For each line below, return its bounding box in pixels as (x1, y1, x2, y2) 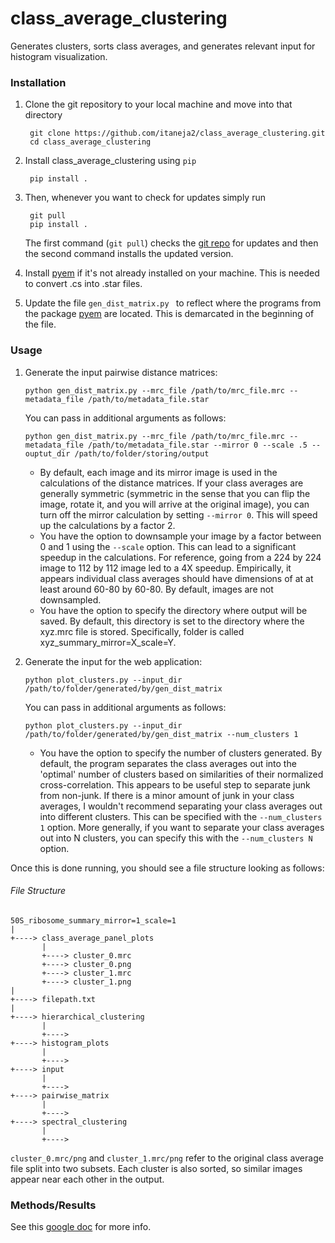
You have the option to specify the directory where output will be (39, 604, 308, 616)
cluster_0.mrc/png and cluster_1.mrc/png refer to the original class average (10, 1152, 324, 1164)
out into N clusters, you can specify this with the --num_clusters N (39, 832, 313, 844)
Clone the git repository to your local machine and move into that (24, 98, 293, 111)
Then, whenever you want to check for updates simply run (24, 192, 266, 204)
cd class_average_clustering (29, 137, 152, 147)
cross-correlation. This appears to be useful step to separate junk (39, 778, 311, 791)
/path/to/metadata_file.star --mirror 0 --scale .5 (88, 440, 308, 450)
